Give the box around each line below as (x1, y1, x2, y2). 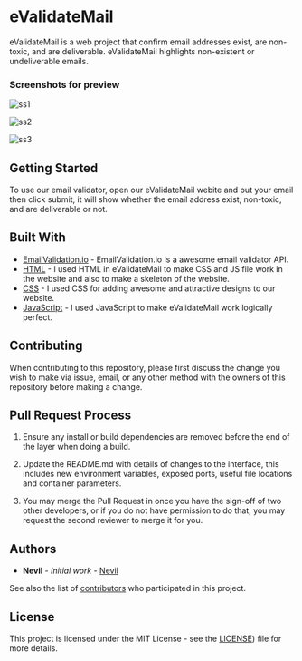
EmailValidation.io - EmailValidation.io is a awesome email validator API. (22, 254, 289, 265)
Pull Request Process (9, 408, 132, 423)
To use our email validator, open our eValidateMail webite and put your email (9, 184, 294, 196)
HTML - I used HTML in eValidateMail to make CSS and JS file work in (22, 263, 283, 274)
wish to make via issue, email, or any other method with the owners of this (9, 372, 287, 383)
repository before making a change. (9, 381, 143, 392)
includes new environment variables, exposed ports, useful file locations (22, 469, 293, 480)
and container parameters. (22, 478, 122, 489)
